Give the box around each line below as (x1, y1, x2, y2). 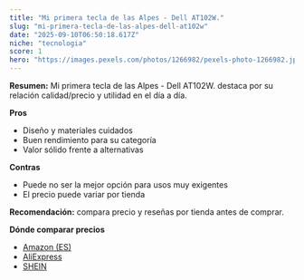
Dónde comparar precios (9, 224, 106, 235)
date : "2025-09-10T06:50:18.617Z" (9, 30, 140, 39)
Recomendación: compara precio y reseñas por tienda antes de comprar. (9, 207, 285, 217)
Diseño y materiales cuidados (22, 125, 133, 136)
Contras (9, 162, 41, 172)
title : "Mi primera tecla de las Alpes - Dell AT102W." (9, 13, 224, 23)
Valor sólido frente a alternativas (22, 144, 144, 155)
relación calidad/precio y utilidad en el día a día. (9, 90, 187, 101)
